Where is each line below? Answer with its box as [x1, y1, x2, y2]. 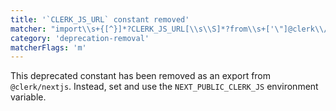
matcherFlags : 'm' [10, 42, 87, 53]
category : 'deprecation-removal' [10, 33, 150, 43]
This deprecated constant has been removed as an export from [10, 70, 272, 82]
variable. [10, 91, 47, 103]
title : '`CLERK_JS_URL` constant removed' [10, 14, 190, 25]
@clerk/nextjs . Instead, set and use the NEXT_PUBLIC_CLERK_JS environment [10, 81, 319, 93]
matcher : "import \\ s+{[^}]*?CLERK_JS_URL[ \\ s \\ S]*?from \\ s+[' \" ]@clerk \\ [10, 24, 325, 34]
